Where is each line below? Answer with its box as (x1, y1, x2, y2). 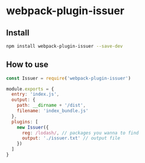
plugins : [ (11, 119, 38, 125)
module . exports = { (6, 86, 54, 92)
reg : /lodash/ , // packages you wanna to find (21, 130, 139, 136)
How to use (6, 60, 49, 70)
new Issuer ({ (17, 124, 49, 131)
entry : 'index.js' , (11, 92, 60, 97)
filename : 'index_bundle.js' (17, 108, 89, 114)
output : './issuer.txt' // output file (21, 135, 120, 141)
